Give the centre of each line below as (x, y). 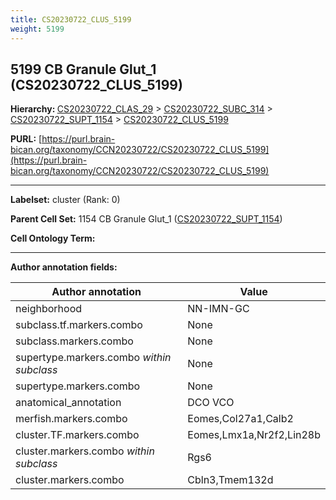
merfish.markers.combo (71, 419)
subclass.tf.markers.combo (79, 325)
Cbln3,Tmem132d (230, 480)
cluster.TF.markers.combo (77, 435)
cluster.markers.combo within (85, 451)
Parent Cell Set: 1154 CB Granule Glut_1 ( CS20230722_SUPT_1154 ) (146, 219)
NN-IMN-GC (218, 309)
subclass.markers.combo (74, 341)
